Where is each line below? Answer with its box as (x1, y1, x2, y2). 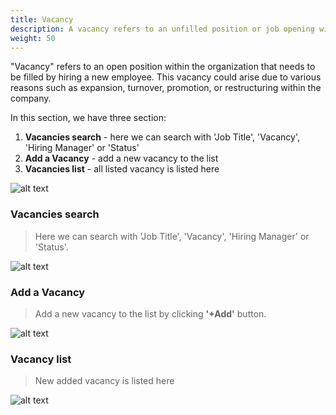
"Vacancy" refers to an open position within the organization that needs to (10, 61, 316, 73)
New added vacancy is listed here (34, 375, 175, 387)
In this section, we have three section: (10, 112, 167, 124)
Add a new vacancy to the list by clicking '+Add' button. (34, 307, 267, 320)
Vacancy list (10, 352, 72, 366)
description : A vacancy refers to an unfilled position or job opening (10, 24, 315, 34)
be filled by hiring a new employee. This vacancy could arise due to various (10, 71, 322, 83)
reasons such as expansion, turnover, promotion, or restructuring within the (10, 82, 322, 94)
